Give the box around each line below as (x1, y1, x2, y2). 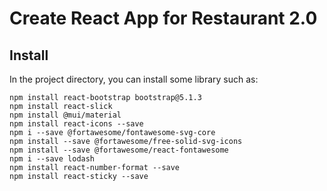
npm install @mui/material (9, 110, 122, 120)
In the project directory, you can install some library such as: (9, 73, 259, 85)
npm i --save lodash (9, 154, 96, 164)
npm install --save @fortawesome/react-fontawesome (9, 145, 229, 155)
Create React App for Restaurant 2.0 (9, 7, 318, 30)
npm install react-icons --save (9, 119, 144, 129)
